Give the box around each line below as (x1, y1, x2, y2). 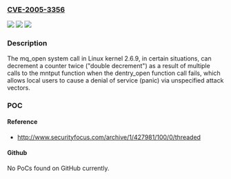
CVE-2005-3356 (7, 5, 66, 14)
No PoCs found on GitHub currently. (7, 164, 110, 172)
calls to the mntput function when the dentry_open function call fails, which (7, 69, 221, 77)
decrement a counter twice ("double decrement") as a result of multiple (7, 61, 210, 70)
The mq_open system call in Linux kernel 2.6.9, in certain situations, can (7, 54, 212, 63)
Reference (7, 118, 38, 126)
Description (7, 39, 48, 48)
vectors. (7, 83, 31, 92)
